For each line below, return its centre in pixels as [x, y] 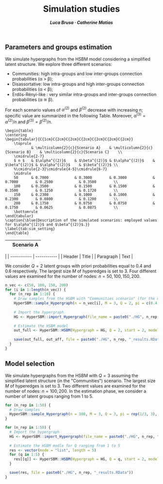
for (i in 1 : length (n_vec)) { [36, 290]
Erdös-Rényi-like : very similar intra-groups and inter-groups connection [84, 94]
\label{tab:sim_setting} [30, 229]
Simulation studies [81, 9]
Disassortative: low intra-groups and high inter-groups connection [78, 84]
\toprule [23, 143]
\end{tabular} [19, 216]
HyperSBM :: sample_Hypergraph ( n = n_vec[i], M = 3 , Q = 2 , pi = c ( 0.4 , [87, 303]
